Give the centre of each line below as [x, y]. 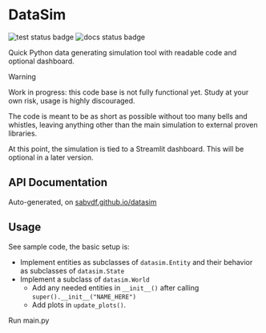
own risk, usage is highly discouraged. [72, 100]
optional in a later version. [51, 157]
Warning [22, 76]
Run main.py [29, 320]
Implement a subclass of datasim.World [85, 279]
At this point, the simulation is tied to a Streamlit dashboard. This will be [126, 148]
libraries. [23, 133]
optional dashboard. [41, 61]
